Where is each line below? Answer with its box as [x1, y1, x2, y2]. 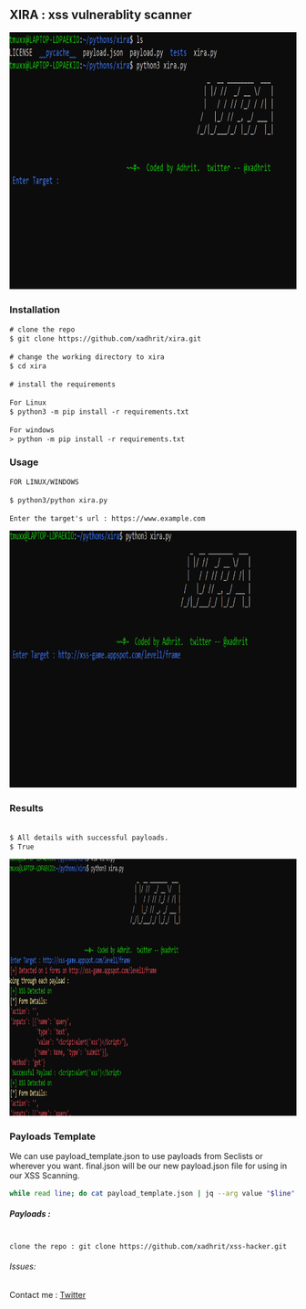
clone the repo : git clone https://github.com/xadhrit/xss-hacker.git [9, 1241, 287, 1251]
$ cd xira [9, 362, 47, 371]
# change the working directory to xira [9, 353, 166, 362]
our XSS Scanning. [9, 1170, 80, 1181]
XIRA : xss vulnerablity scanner [9, 7, 193, 23]
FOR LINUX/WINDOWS [9, 478, 79, 487]
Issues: [9, 1261, 36, 1272]
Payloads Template [9, 1130, 97, 1143]
